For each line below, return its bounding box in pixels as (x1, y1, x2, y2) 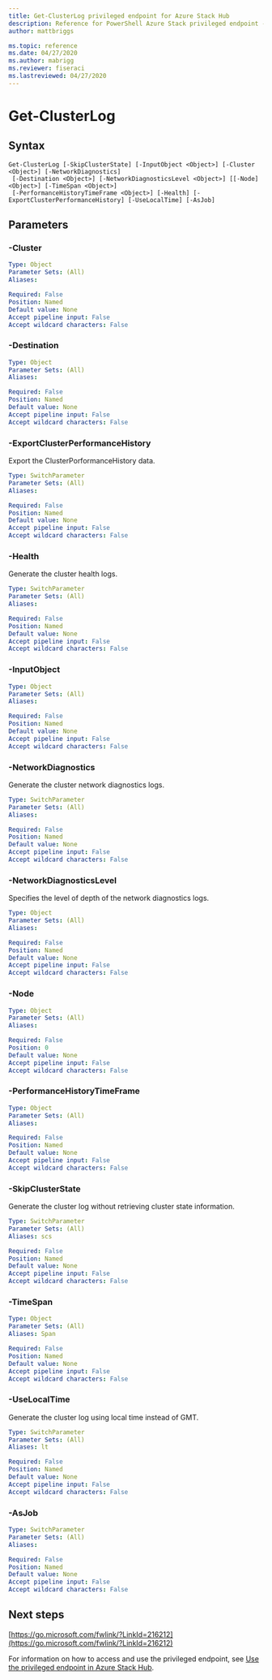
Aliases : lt (8, 1443, 49, 1451)
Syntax (8, 139, 45, 153)
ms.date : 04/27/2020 (8, 50, 79, 58)
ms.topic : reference (8, 41, 79, 50)
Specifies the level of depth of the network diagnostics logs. (8, 894, 210, 903)
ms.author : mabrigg (8, 57, 74, 65)
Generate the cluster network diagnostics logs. (8, 780, 165, 790)
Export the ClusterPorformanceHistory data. (8, 456, 155, 466)
